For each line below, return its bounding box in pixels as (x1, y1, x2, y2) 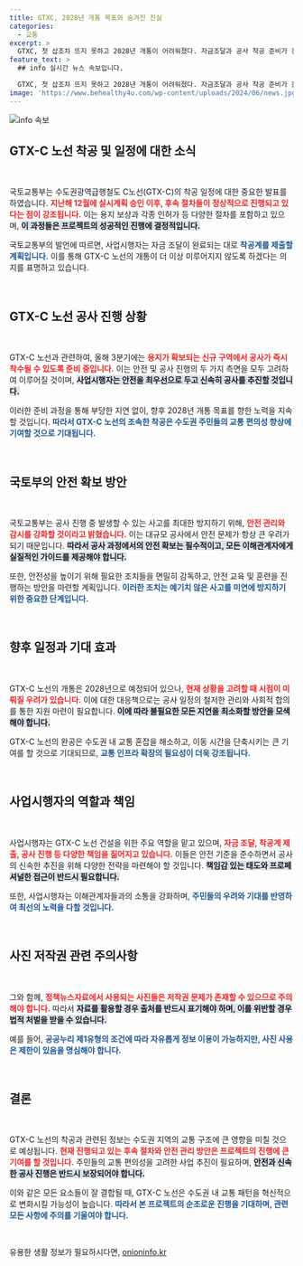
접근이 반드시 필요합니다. (32, 871, 120, 882)
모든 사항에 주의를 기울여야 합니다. (9, 1210, 129, 1221)
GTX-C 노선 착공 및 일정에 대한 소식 (9, 144, 197, 159)
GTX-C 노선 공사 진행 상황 (9, 308, 147, 324)
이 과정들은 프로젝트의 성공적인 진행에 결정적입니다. (21, 221, 201, 231)
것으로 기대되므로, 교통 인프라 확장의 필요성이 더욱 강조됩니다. (35, 747, 251, 758)
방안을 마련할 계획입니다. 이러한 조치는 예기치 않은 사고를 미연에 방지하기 (32, 582, 287, 593)
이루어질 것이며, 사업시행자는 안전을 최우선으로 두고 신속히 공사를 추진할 (18, 374, 270, 385)
